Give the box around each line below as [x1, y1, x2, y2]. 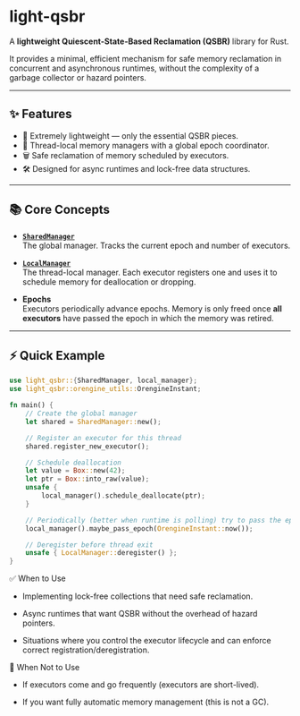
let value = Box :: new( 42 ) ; [25, 466, 126, 475]
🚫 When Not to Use [9, 662, 80, 673]
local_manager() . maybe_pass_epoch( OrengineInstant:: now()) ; [25, 524, 254, 533]
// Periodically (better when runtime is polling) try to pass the [25, 516, 281, 524]
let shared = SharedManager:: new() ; [25, 417, 162, 426]
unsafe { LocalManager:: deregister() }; [25, 549, 178, 558]
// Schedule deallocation [25, 458, 122, 467]
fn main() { [9, 401, 54, 410]
